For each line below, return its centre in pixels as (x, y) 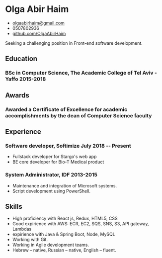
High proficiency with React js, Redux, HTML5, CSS (65, 218)
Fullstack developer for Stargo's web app (54, 157)
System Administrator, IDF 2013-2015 (51, 175)
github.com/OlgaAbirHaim (39, 33)
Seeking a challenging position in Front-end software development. (74, 43)
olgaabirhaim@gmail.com (38, 23)
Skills (14, 207)
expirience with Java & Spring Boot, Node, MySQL (64, 234)
